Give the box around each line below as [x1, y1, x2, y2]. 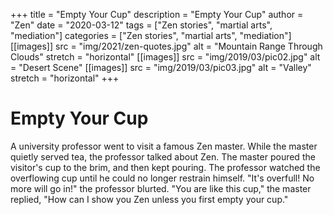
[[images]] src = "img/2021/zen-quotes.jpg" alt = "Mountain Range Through [10, 40, 323, 52]
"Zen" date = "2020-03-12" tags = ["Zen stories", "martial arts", [10, 19, 273, 31]
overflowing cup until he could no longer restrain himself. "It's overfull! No [10, 172, 315, 184]
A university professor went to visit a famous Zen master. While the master [10, 140, 318, 152]
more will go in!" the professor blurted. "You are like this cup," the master [10, 182, 312, 194]
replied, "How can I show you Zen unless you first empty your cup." [10, 193, 289, 205]
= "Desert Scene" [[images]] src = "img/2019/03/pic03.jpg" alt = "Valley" [10, 62, 312, 73]
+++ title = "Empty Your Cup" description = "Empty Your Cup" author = [10, 9, 304, 20]
